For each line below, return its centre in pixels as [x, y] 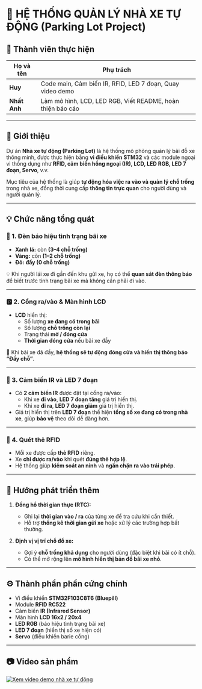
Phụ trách [117, 70]
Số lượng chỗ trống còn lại [57, 328]
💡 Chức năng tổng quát [50, 219]
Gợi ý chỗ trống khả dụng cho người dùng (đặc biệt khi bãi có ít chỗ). [110, 553]
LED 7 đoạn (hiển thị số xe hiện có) [58, 630]
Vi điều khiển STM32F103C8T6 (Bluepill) [66, 598]
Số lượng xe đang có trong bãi [62, 321]
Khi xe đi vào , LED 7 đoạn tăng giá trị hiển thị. [81, 399]
